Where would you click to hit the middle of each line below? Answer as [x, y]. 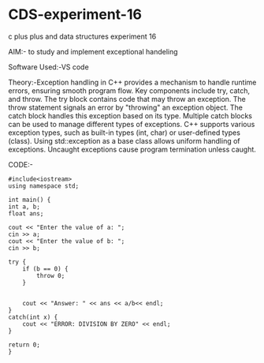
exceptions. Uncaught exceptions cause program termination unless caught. [132, 149]
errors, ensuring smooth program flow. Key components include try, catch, [129, 90]
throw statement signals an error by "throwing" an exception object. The [125, 107]
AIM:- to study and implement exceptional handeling [93, 51]
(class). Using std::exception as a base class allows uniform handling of [124, 140]
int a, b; [24, 207]
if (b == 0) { [45, 269]
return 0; [24, 345]
